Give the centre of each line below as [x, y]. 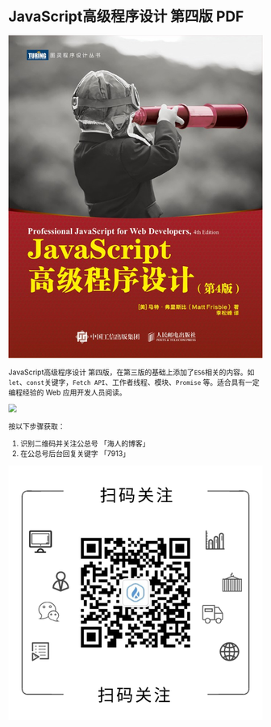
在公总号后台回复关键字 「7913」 [75, 454]
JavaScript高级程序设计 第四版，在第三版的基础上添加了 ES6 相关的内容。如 [131, 372]
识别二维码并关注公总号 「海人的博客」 [85, 444]
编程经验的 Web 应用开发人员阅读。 [67, 392]
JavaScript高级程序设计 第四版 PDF [126, 17]
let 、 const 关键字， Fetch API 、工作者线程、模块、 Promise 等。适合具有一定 [134, 383]
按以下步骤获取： [37, 426]
